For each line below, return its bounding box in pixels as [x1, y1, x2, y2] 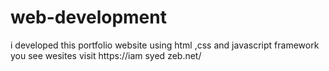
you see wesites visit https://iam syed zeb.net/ [10, 49, 202, 61]
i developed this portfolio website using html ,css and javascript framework [10, 39, 320, 51]
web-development [10, 6, 167, 29]
